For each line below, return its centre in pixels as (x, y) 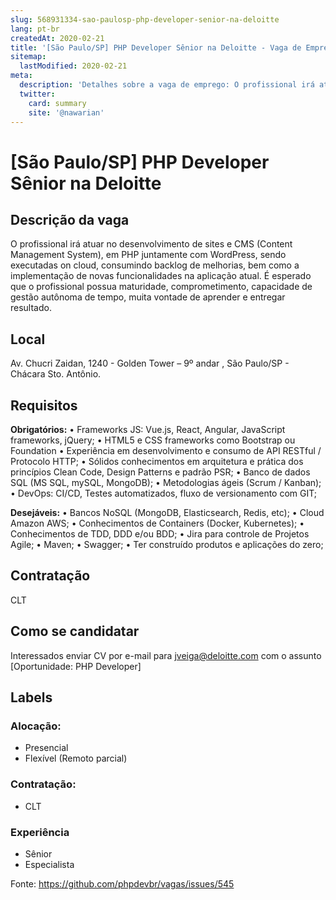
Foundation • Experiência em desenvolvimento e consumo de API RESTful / (166, 450)
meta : (21, 76)
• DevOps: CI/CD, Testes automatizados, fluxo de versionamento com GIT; (164, 493)
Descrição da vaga (70, 219)
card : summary (57, 103)
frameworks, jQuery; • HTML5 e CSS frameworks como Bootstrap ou (153, 440)
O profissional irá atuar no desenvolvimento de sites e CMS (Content (151, 244)
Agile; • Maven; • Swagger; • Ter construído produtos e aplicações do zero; (167, 544)
